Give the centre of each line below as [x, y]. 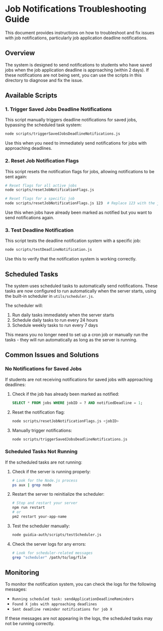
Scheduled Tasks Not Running [41, 452]
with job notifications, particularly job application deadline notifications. [76, 38]
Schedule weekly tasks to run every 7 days [55, 325]
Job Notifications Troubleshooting [76, 9]
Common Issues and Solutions [52, 355]
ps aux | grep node [32, 485]
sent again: [16, 177]
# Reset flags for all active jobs [41, 185]
